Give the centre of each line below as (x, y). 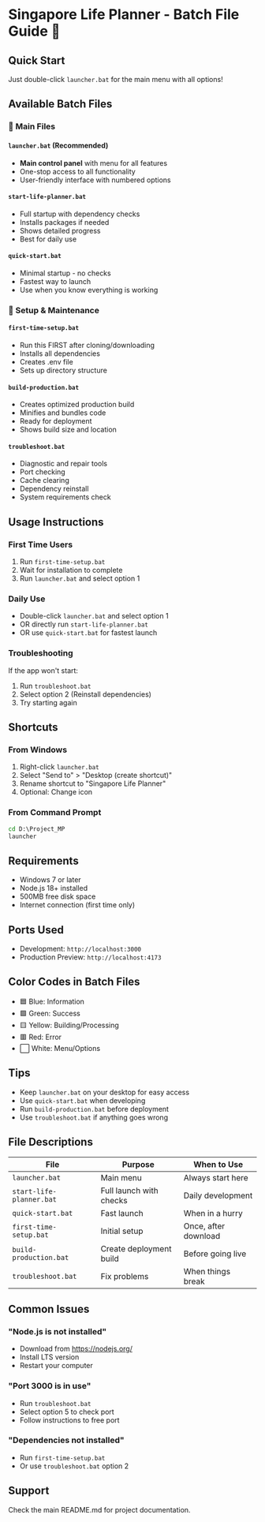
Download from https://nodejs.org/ (76, 1349)
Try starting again (48, 702)
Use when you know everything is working (89, 290)
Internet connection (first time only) (77, 905)
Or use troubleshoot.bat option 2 (74, 1466)
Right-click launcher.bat (60, 767)
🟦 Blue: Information (52, 1001)
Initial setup (122, 1231)
